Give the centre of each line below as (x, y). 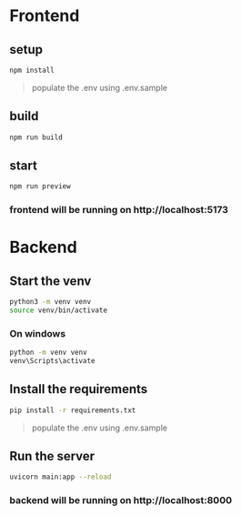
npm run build (36, 137)
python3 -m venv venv (50, 302)
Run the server (52, 456)
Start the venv (50, 281)
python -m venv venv (49, 353)
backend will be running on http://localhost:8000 (121, 500)
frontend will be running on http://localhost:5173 (119, 210)
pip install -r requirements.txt (73, 410)
